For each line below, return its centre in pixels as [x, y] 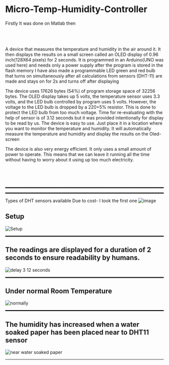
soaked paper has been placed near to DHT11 [77, 332]
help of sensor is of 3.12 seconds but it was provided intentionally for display [84, 117]
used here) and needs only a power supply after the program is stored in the [84, 65]
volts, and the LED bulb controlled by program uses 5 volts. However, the [81, 101]
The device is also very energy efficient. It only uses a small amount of [78, 149]
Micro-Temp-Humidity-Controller [76, 9]
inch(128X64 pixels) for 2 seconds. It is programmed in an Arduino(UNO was [84, 59]
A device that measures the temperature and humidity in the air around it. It [83, 49]
